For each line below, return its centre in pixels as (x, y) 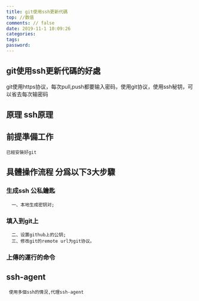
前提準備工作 (30, 137)
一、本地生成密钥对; (33, 204)
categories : (21, 34)
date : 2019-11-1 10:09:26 (38, 28)
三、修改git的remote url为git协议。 (53, 241)
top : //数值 (20, 17)
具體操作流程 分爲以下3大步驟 (61, 172)
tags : (13, 40)
